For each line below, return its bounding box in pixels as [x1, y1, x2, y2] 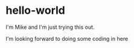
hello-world [5, 4, 66, 17]
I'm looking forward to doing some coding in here [5, 35, 129, 42]
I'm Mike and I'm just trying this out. [5, 23, 95, 31]
